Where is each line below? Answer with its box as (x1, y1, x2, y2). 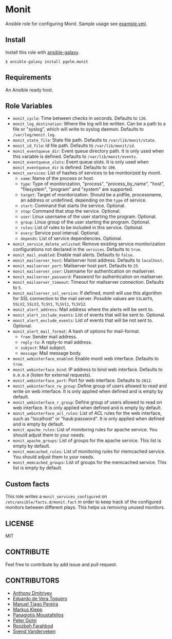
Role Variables (5, 101, 52, 110)
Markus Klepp (12, 606, 43, 612)
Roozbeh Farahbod (12, 623, 53, 629)
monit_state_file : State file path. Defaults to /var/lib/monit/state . (12, 137, 156, 143)
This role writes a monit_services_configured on (5, 494, 107, 500)
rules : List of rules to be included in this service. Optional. (20, 225, 144, 231)
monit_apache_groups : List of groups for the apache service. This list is (12, 437, 161, 444)
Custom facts (5, 480, 50, 488)
